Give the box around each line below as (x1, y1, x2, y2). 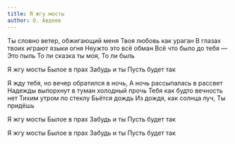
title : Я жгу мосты (7, 10, 65, 18)
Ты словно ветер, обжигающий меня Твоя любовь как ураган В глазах (7, 36, 221, 44)
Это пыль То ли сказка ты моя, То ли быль (7, 51, 135, 60)
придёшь (7, 101, 35, 109)
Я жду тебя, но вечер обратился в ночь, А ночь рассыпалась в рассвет (7, 78, 224, 87)
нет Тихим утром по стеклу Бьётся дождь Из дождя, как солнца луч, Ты (7, 93, 226, 102)
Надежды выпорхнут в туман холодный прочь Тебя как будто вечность (7, 86, 224, 95)
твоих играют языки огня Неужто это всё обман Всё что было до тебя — (7, 44, 228, 52)
